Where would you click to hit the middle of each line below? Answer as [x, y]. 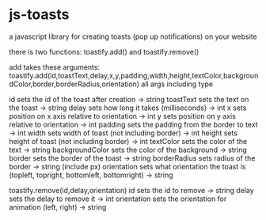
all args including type [177, 84]
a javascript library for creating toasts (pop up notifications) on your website [133, 36]
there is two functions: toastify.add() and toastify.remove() [104, 51]
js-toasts [39, 15]
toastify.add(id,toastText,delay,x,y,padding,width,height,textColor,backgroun [134, 75]
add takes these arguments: [55, 67]
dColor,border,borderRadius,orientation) [74, 84]
